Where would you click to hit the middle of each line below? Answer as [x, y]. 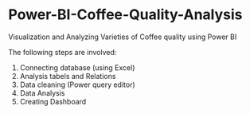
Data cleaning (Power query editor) [77, 85]
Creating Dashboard [53, 101]
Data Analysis [42, 92]
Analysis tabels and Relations [68, 76]
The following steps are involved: [62, 52]
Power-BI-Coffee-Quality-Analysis [125, 15]
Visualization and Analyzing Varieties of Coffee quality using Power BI [123, 37]
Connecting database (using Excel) [77, 67]
